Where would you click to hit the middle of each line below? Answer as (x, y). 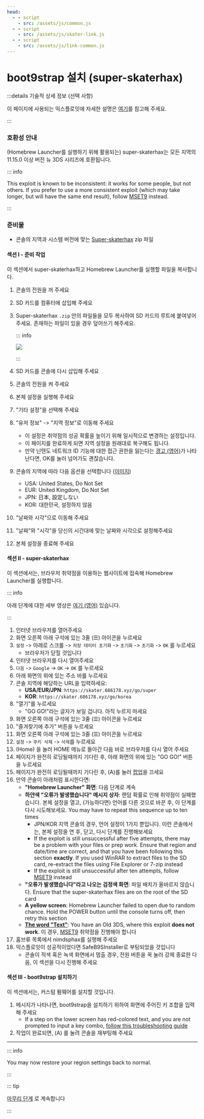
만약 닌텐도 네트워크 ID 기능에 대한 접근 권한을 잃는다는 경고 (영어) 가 (105, 451)
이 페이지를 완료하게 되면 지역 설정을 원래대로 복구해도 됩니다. (97, 443)
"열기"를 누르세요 (36, 703)
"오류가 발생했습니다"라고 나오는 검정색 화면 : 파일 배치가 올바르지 (101, 884)
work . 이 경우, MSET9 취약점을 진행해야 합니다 (81, 932)
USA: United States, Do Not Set (64, 483)
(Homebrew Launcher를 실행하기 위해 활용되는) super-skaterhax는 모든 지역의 (101, 152)
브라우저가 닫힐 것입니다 (53, 652)
